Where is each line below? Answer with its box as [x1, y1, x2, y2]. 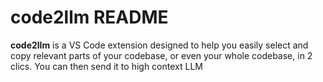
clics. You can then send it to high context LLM [10, 60, 203, 72]
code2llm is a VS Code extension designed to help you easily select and [10, 39, 309, 51]
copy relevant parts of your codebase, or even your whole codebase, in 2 [10, 49, 313, 61]
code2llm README [10, 6, 169, 29]
